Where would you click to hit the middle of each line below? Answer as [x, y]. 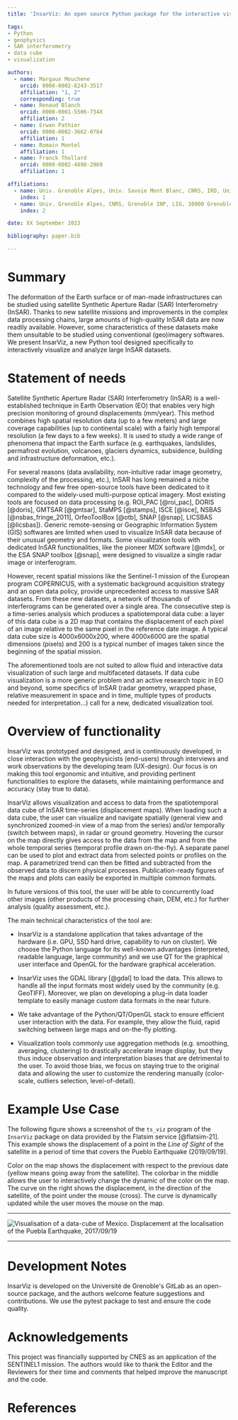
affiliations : [28, 184]
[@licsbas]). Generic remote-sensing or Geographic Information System [113, 525]
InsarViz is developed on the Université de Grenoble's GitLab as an [105, 1286]
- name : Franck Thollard [50, 158]
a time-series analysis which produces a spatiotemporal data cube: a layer [116, 613]
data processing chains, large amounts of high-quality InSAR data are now [116, 319]
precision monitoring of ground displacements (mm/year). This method [111, 413]
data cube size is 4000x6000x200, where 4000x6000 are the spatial [108, 636]
